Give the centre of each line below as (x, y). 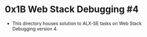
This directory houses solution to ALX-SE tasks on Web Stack (77, 23)
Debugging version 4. (35, 28)
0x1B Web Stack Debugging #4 (72, 9)
